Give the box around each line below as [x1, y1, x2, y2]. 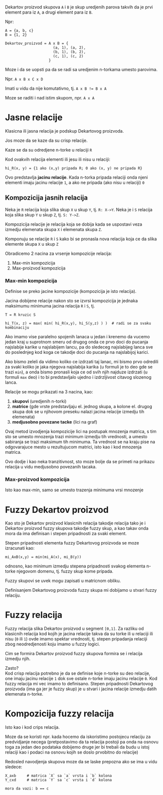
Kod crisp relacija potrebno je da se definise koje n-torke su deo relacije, [5, 670, 151, 677]
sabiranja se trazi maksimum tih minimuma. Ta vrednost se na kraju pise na [5, 439, 156, 445]
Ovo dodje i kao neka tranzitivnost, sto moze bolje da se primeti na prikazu [5, 459, 155, 465]
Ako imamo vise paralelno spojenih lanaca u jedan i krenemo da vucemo [5, 334, 150, 340]
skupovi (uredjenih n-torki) [12, 398, 67, 404]
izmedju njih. [5, 656, 31, 662]
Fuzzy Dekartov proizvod [5, 504, 109, 515]
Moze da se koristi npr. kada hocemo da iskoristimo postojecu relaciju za [5, 734, 151, 740]
